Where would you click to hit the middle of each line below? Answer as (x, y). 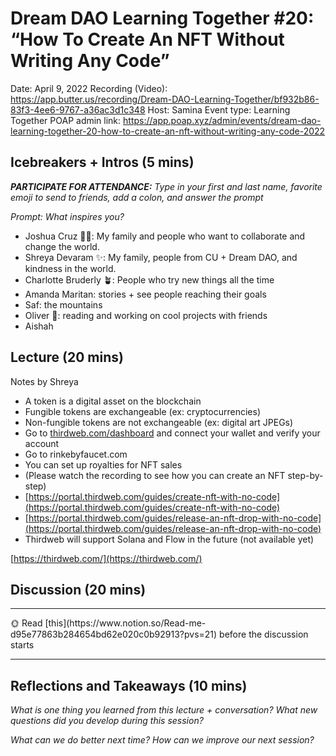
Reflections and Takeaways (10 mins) (129, 685)
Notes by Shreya (44, 381)
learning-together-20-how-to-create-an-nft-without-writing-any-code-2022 (168, 131)
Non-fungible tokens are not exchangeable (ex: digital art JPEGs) (159, 422)
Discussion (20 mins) (78, 589)
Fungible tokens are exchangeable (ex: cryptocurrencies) (142, 411)
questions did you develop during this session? (107, 721)
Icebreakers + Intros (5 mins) (102, 162)
